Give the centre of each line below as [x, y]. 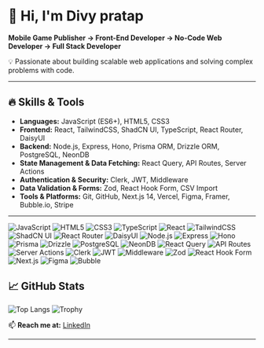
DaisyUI [32, 137]
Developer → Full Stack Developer [65, 46]
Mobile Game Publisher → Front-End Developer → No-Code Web [115, 38]
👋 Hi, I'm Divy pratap [76, 16]
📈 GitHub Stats [46, 286]
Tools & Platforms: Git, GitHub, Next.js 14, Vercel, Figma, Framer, [125, 196]
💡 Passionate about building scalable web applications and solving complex [131, 61]
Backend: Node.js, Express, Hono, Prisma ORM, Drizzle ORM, [119, 146]
